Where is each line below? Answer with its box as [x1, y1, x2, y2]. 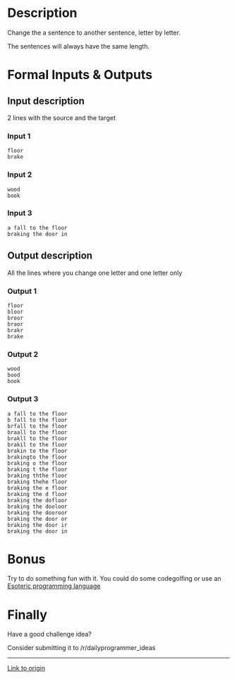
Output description [7, 249, 93, 262]
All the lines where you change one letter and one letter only [7, 268, 183, 277]
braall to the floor [7, 429, 68, 436]
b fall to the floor [7, 416, 68, 423]
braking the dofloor [7, 497, 68, 504]
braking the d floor [7, 490, 68, 497]
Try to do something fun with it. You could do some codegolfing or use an [7, 574, 221, 583]
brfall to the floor [7, 423, 68, 430]
